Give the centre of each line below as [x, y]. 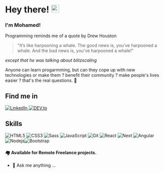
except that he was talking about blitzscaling [51, 60]
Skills [14, 124]
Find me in [22, 96]
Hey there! [27, 10]
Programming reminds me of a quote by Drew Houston [61, 36]
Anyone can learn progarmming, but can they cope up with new [70, 70]
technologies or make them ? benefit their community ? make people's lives [82, 75]
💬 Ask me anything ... [34, 166]
